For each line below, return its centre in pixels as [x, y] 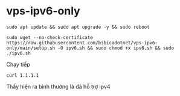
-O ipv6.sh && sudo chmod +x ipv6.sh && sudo [116, 48]
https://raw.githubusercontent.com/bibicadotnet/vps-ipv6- [82, 43]
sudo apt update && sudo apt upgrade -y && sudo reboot [78, 27]
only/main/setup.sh [31, 48]
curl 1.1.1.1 [23, 75]
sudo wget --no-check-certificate [50, 37]
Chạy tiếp [18, 64]
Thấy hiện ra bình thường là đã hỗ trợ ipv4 [58, 86]
